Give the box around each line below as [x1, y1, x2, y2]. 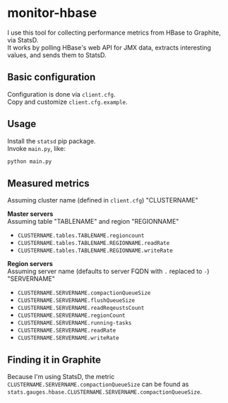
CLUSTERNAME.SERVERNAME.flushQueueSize [17, 297, 136, 304]
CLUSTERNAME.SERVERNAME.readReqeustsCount [17, 305, 145, 312]
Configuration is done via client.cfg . [7, 90, 116, 98]
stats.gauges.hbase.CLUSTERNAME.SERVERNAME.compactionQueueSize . [7, 387, 203, 396]
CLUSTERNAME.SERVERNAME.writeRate [17, 335, 119, 342]
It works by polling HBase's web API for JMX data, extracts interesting [7, 43, 212, 52]
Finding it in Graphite [7, 354, 101, 366]
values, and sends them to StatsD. [7, 51, 107, 59]
